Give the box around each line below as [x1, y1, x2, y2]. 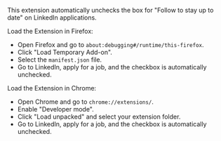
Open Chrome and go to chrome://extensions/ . [17, 98, 154, 106]
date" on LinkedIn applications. [7, 13, 97, 22]
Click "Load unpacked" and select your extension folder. [17, 112, 181, 121]
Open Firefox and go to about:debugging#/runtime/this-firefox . [17, 41, 204, 48]
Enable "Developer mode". [17, 105, 94, 113]
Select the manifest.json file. [17, 55, 102, 64]
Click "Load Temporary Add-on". [17, 48, 112, 56]
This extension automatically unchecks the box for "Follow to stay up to [7, 6, 214, 14]
